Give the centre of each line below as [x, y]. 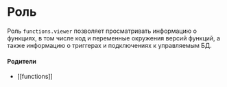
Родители [22, 61]
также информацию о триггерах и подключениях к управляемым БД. [109, 45]
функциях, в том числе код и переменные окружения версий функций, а [114, 38]
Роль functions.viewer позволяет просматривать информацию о [102, 31]
